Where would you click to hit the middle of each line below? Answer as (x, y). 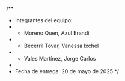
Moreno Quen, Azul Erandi (56, 33)
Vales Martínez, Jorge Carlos (60, 58)
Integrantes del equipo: (44, 20)
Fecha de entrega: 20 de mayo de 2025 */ (67, 71)
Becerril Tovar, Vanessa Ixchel (61, 46)
